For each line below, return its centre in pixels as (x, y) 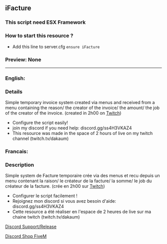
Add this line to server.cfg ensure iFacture (56, 46)
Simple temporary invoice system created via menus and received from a (80, 103)
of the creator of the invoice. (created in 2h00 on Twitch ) (63, 113)
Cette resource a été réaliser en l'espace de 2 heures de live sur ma (82, 212)
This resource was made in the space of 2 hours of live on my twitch (83, 133)
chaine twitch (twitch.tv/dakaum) (46, 217)
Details (14, 92)
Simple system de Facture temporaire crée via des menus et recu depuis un (83, 176)
